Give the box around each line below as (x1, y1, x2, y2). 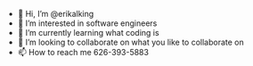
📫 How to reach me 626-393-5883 (17, 47, 150, 57)
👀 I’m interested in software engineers (17, 18, 158, 29)
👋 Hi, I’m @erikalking (17, 9, 94, 19)
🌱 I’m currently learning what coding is (17, 28, 159, 37)
